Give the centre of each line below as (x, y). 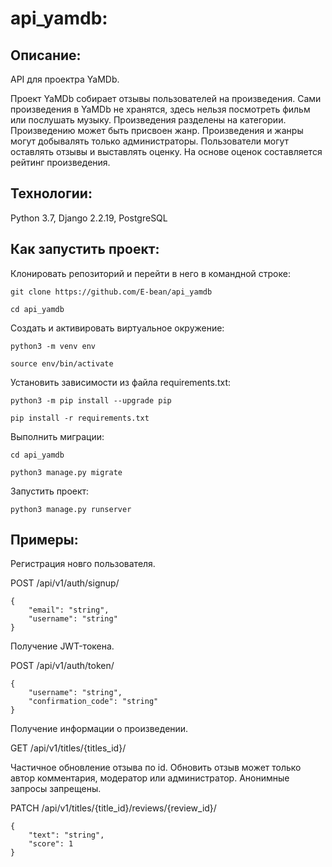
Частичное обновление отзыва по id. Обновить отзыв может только (156, 768)
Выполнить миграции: (57, 436)
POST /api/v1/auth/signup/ (65, 583)
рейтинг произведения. (60, 162)
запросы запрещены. (56, 789)
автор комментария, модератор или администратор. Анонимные (150, 778)
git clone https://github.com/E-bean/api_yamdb (111, 292)
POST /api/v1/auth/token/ (62, 666)
